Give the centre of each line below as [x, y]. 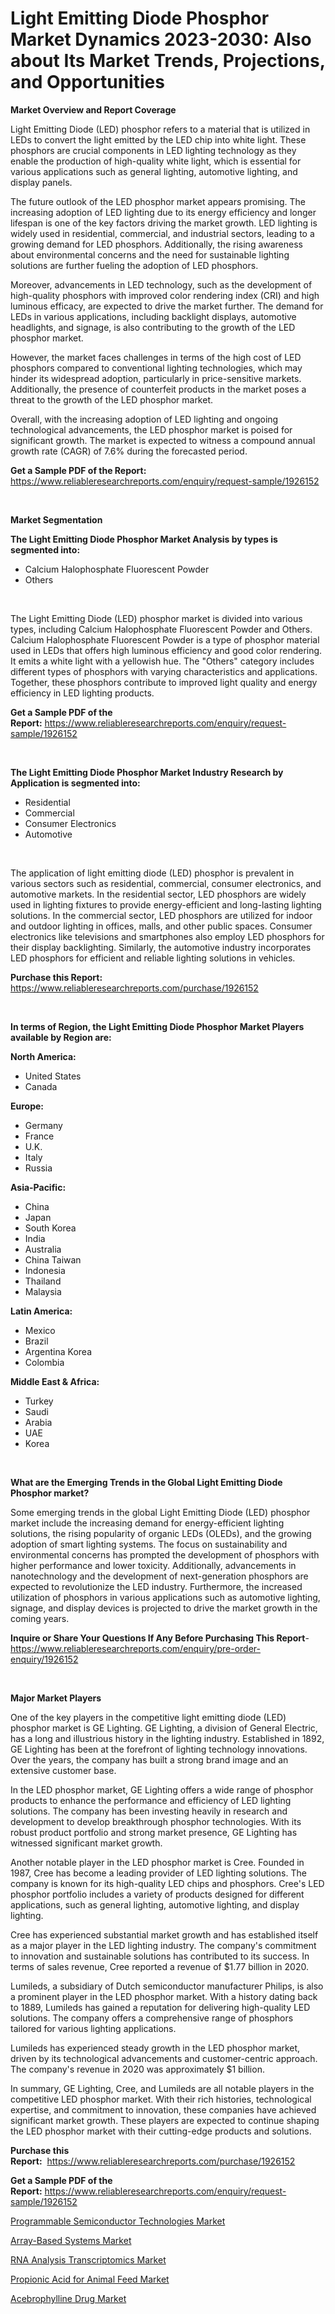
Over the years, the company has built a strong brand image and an [149, 1759]
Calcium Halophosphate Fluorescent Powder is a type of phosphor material [165, 639]
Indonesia [45, 1270]
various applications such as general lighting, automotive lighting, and [154, 171]
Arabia [38, 1422]
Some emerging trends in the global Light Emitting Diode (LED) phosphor [160, 1512]
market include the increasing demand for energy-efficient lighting [147, 1523]
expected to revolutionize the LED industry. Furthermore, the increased [156, 1586]
